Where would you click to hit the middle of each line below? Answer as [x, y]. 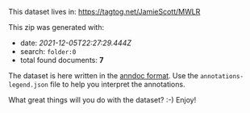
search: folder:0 [48, 51]
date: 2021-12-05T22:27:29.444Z [75, 43]
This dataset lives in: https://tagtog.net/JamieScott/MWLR [104, 12]
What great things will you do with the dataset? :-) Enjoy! [102, 100]
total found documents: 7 [62, 60]
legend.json [28, 85]
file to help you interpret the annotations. [117, 84]
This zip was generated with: [56, 27]
